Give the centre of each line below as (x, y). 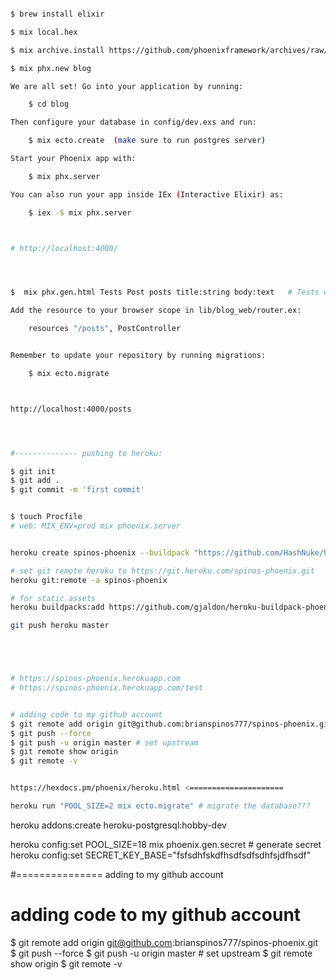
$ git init (33, 471)
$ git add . (35, 481)
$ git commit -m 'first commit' (77, 490)
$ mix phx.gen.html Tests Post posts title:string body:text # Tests (165, 292)
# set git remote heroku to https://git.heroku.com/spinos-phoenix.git (162, 571)
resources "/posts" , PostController (105, 329)
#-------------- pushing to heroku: (86, 453)
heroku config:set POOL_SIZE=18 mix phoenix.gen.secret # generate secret (166, 844)
